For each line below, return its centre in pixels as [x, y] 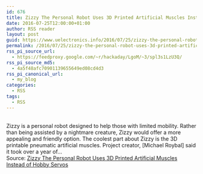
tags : [13, 96]
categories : [21, 85]
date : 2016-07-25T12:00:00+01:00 [48, 23]
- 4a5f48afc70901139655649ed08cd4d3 [58, 68]
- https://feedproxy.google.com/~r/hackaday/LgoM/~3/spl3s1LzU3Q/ [97, 57]
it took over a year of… [34, 152]
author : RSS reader [31, 29]
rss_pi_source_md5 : [31, 62]
